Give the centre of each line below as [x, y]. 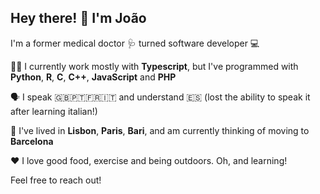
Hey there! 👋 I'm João [78, 18]
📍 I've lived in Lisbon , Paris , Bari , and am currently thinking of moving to [160, 130]
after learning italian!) [54, 111]
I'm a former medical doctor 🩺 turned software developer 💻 [135, 43]
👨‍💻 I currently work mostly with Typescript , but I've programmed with [154, 66]
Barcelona [32, 141]
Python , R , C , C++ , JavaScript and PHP [93, 77]
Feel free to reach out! [56, 180]
